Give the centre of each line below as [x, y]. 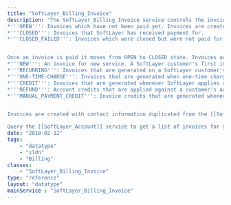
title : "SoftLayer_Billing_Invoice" [59, 13]
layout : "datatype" [35, 184]
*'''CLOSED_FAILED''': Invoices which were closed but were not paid [109, 39]
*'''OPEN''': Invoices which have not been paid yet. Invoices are [106, 26]
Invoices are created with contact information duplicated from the [107, 114]
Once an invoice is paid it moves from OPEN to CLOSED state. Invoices [112, 58]
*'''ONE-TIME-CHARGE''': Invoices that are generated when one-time [107, 76]
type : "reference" [33, 178]
